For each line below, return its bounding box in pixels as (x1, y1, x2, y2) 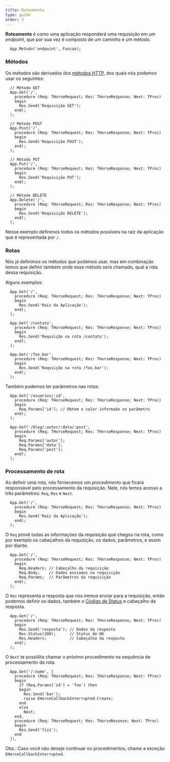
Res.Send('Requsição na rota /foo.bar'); (18, 365, 109, 370)
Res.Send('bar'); (24, 692, 60, 697)
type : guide (5, 12, 31, 17)
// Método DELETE (10, 193, 47, 198)
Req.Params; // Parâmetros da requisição (18, 575, 111, 580)
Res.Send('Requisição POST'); (18, 139, 83, 144)
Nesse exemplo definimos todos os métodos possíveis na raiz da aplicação (5, 228, 164, 235)
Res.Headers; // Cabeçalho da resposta (18, 636, 125, 641)
